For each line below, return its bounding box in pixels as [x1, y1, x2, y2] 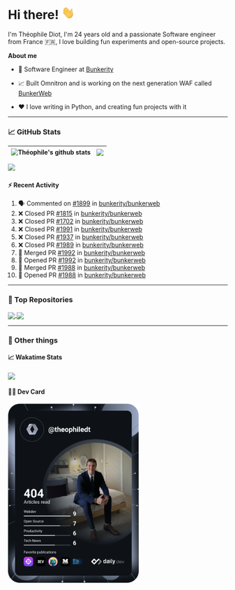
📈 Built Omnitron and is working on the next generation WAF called [17, 79, 212, 87]
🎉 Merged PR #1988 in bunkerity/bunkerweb [17, 264, 146, 272]
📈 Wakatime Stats [8, 353, 63, 361]
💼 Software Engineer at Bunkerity [17, 65, 114, 73]
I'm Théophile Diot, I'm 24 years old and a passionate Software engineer [8, 30, 216, 38]
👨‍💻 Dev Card [8, 387, 45, 396]
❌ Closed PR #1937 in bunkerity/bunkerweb [17, 233, 144, 241]
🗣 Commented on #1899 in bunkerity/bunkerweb [17, 199, 160, 208]
